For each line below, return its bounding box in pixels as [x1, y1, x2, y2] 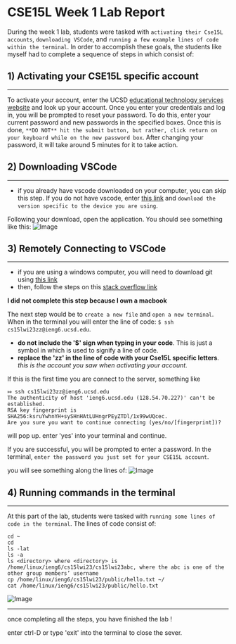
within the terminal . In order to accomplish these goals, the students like [7, 42, 223, 51]
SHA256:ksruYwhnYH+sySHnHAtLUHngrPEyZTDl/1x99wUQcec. [7, 413, 169, 420]
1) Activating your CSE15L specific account [7, 70, 199, 82]
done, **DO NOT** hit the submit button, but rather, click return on [7, 125, 218, 134]
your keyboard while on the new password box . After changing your [7, 133, 204, 141]
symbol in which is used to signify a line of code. [17, 346, 159, 355]
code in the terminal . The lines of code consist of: [7, 519, 157, 528]
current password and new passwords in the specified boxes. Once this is [7, 118, 221, 127]
